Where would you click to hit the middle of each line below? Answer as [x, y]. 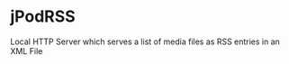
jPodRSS [43, 17]
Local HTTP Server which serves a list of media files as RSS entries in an [145, 41]
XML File [27, 50]
